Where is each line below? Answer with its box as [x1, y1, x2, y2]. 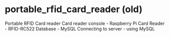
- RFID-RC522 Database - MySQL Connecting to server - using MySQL [5, 25, 155, 31]
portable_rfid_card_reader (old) [5, 4, 143, 15]
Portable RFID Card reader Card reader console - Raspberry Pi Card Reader [5, 20, 165, 26]
